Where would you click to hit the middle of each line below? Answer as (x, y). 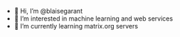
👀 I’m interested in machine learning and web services (93, 18)
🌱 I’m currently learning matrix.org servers (76, 26)
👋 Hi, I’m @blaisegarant (48, 11)
